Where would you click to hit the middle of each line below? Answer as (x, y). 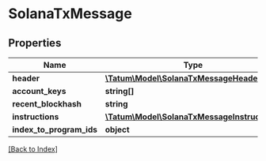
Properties (35, 43)
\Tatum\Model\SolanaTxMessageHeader (183, 78)
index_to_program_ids (55, 129)
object (117, 129)
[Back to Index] (33, 149)
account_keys (39, 91)
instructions (36, 117)
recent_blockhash (47, 104)
